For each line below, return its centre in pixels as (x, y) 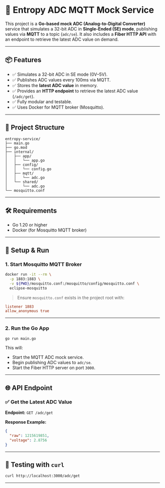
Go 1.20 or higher (30, 225)
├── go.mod (16, 147)
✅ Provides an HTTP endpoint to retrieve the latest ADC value (75, 91)
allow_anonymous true (27, 311)
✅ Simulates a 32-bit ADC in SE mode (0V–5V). (60, 74)
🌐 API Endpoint (29, 388)
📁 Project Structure (35, 128)
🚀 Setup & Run (27, 250)
